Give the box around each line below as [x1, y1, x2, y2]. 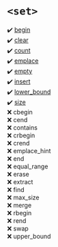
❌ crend [7, 139, 30, 147]
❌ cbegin [7, 108, 33, 116]
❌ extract [7, 177, 33, 186]
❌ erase [7, 170, 29, 178]
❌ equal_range [7, 162, 48, 170]
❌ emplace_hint [7, 146, 51, 155]
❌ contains [7, 123, 38, 132]
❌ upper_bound [7, 232, 51, 240]
